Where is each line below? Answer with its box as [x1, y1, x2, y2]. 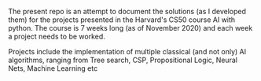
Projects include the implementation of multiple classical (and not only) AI [8, 47, 247, 56]
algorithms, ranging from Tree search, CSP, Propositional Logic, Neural [8, 55, 238, 64]
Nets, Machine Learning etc [8, 64, 98, 73]
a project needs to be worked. [8, 31, 106, 41]
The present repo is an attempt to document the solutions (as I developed [8, 7, 246, 16]
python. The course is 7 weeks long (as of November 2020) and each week [8, 24, 253, 32]
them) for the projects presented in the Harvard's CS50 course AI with [8, 15, 236, 24]
